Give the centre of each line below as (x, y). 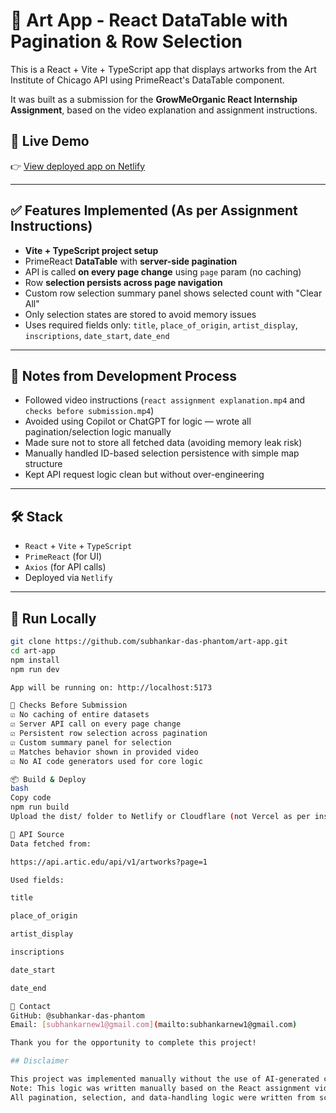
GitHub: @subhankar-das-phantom (77, 1015)
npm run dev (35, 669)
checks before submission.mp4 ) (89, 411)
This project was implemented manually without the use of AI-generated (165, 1079)
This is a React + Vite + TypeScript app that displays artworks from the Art (163, 69)
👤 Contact (31, 1006)
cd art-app (33, 650)
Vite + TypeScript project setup (91, 250)
